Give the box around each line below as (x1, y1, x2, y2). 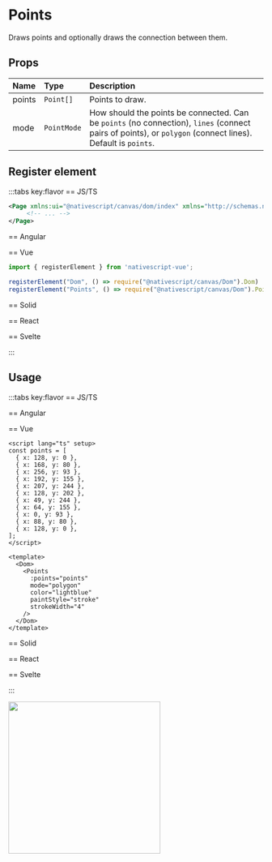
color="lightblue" (29, 588, 92, 597)
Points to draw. (88, 93, 147, 105)
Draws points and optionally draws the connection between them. (8, 32, 228, 42)
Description (88, 79, 136, 91)
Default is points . (88, 137, 155, 148)
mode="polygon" (29, 581, 82, 590)
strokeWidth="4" (29, 603, 85, 611)
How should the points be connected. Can (88, 107, 249, 118)
